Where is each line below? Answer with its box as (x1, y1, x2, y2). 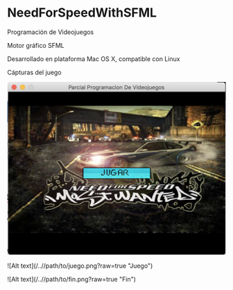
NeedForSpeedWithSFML (7, 5, 157, 21)
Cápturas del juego (7, 68, 62, 76)
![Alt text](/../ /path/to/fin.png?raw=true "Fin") (7, 275, 137, 284)
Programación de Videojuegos (7, 28, 94, 36)
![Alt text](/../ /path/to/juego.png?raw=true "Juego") (7, 262, 153, 270)
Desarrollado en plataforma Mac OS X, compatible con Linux (7, 54, 180, 63)
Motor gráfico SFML (7, 41, 64, 49)
